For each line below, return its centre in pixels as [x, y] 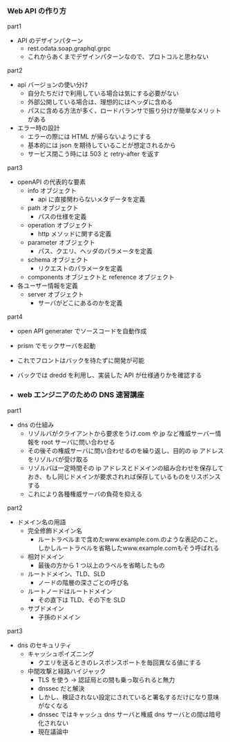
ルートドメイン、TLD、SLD [66, 574]
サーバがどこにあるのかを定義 [80, 303]
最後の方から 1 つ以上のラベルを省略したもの [101, 565]
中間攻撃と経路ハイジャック [67, 671]
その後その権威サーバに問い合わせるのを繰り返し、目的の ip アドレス [126, 450]
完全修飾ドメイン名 [55, 530]
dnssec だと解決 [61, 688]
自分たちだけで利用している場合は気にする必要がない [103, 93]
